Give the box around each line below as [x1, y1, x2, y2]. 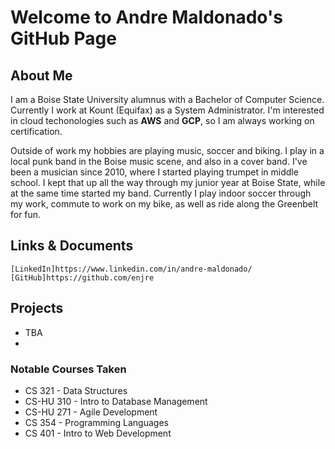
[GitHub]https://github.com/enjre [10, 272, 155, 283]
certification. [10, 126, 63, 137]
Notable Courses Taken [10, 362, 127, 376]
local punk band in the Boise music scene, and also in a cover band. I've [10, 156, 308, 167]
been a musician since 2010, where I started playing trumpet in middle [10, 166, 299, 178]
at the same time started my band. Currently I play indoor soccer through [10, 187, 312, 199]
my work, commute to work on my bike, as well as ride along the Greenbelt [10, 198, 319, 210]
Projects [10, 300, 64, 317]
